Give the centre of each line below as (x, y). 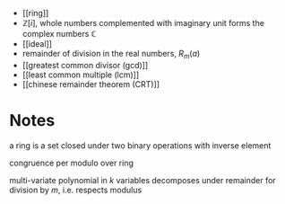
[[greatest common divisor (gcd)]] (85, 65)
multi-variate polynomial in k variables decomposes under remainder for (142, 180)
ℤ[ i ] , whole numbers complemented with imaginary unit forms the (143, 23)
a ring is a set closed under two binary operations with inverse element (140, 145)
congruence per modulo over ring (72, 163)
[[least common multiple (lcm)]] (81, 75)
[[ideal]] (37, 44)
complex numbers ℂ (59, 34)
